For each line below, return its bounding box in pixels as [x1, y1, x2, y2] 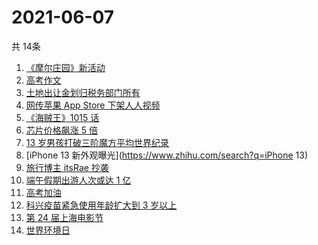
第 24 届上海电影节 [25, 211, 104, 223]
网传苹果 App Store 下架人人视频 [25, 99, 161, 111]
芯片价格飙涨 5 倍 [25, 124, 98, 136]
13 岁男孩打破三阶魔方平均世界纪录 [25, 136, 170, 148]
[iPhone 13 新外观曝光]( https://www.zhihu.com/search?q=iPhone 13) [25, 149, 309, 161]
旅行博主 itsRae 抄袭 [25, 161, 109, 173]
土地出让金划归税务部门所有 [25, 86, 141, 98]
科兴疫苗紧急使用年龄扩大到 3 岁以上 [25, 199, 178, 211]
